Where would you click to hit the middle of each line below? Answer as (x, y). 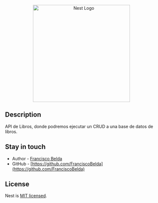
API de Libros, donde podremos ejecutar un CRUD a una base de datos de (79, 126)
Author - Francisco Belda (37, 158)
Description (23, 115)
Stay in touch (25, 147)
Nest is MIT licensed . (26, 196)
